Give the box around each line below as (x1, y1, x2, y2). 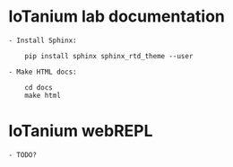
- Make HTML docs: (8, 67, 77, 76)
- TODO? (8, 150, 38, 159)
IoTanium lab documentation (8, 6, 225, 27)
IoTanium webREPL (8, 121, 153, 141)
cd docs (24, 83, 53, 92)
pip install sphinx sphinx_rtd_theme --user (24, 51, 194, 60)
